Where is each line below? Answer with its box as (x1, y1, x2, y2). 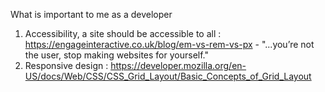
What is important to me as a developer (10, 9, 173, 20)
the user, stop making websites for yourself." (24, 49, 209, 61)
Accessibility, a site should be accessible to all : (24, 28, 222, 39)
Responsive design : (24, 60, 109, 71)
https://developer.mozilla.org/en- (110, 60, 247, 71)
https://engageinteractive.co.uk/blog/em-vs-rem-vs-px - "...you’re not (24, 39, 315, 50)
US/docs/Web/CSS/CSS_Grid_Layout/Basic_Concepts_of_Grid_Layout (24, 70, 312, 82)
